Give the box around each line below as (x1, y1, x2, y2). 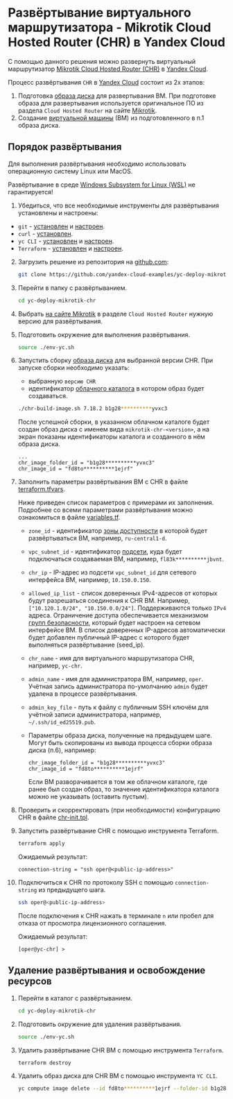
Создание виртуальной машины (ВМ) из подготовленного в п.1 (17, 113, 205, 122)
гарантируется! (8, 187, 53, 196)
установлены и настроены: (17, 208, 98, 216)
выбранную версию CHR (28, 377, 96, 386)
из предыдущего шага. (38, 886, 106, 894)
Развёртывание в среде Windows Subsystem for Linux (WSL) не (8, 180, 196, 189)
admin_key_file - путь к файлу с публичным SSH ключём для (28, 703, 209, 712)
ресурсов (8, 976, 52, 987)
